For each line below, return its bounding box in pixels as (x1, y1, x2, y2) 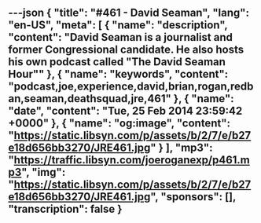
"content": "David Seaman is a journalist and (8, 31, 233, 44)
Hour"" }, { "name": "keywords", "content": (8, 68, 229, 81)
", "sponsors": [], (150, 190, 237, 203)
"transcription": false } (8, 203, 123, 216)
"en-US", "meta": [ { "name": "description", (8, 19, 228, 32)
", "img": (20, 166, 66, 179)
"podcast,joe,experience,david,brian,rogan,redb (8, 80, 254, 93)
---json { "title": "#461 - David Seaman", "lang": (8, 6, 250, 20)
